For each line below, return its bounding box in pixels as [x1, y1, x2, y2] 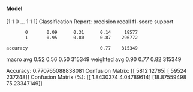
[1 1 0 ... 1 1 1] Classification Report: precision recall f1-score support [6, 18, 174, 25]
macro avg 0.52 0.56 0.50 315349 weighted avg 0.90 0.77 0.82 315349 [6, 56, 182, 63]
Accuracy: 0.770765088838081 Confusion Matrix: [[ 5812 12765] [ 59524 [6, 68, 187, 75]
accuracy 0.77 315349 [6, 45, 138, 51]
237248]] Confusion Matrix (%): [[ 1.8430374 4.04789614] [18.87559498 [6, 73, 187, 81]
